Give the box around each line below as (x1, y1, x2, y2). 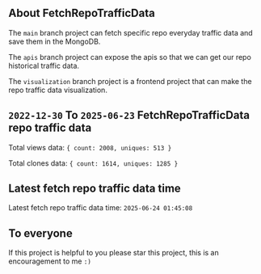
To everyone (8, 226, 73, 240)
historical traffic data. (8, 61, 79, 70)
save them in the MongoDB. (8, 36, 101, 46)
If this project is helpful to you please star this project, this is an (8, 248, 220, 258)
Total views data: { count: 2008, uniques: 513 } (8, 142, 172, 152)
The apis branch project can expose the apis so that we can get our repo (8, 52, 252, 61)
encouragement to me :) (8, 256, 91, 266)
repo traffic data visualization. (8, 85, 107, 95)
